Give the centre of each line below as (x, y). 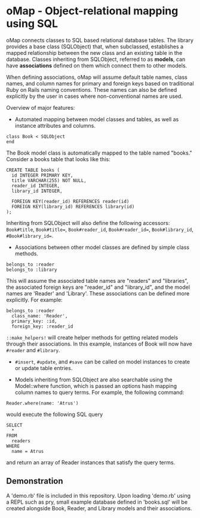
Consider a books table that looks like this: (58, 159)
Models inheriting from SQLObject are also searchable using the (93, 380)
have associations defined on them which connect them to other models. (97, 65)
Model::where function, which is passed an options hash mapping (96, 386)
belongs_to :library (32, 270)
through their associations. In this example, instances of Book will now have (99, 344)
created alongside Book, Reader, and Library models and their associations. (99, 508)
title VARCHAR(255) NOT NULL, (49, 180)
